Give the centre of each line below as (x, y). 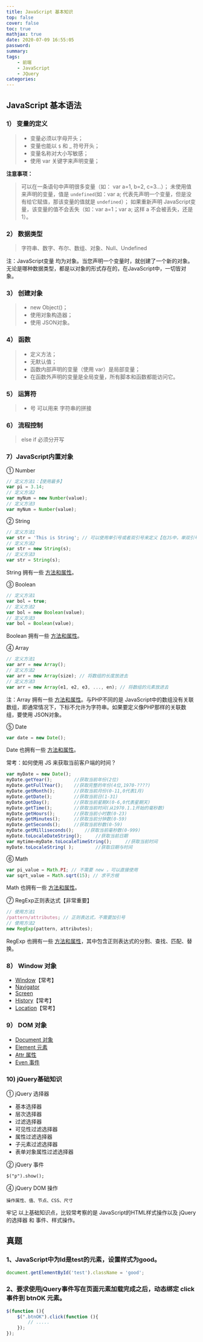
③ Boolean (21, 585)
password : (19, 46)
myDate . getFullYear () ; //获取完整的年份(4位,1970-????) (79, 786)
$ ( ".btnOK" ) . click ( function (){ (58, 1317)
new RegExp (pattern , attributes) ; (50, 929)
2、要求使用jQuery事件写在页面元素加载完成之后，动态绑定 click (101, 1289)
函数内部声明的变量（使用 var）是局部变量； (85, 369)
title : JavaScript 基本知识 (40, 12)
